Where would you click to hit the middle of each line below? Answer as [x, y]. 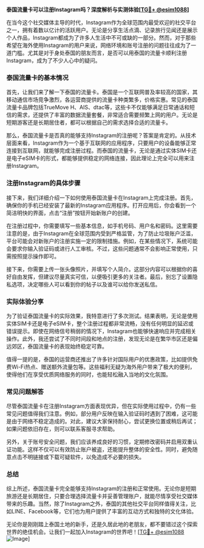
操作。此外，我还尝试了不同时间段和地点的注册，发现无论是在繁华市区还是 [99, 338]
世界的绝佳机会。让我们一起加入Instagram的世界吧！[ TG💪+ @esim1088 [95, 532]
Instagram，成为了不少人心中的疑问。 [53, 61]
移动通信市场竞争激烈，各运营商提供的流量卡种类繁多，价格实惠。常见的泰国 [102, 100]
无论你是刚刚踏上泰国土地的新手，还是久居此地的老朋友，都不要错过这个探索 [102, 524]
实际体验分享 [25, 302]
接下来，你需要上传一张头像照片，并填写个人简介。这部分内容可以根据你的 [99, 269]
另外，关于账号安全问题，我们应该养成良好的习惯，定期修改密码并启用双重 [99, 442]
